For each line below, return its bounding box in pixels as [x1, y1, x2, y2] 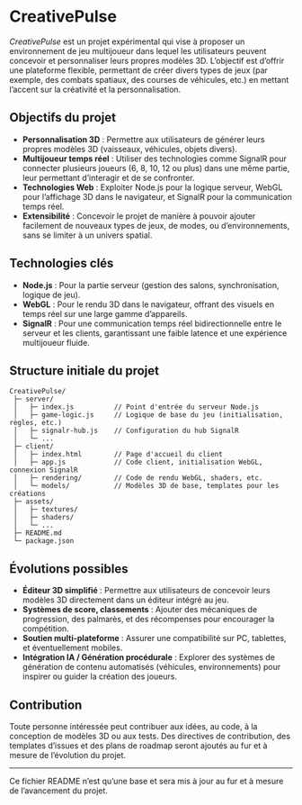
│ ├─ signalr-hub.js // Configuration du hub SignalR [13, 426, 240, 436]
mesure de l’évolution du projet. [9, 750, 127, 760]
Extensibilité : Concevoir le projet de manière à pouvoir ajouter [22, 210, 256, 222]
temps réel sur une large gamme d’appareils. [22, 308, 188, 319]
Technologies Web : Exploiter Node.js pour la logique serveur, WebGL [22, 182, 283, 193]
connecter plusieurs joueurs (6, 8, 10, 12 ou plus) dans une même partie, [22, 162, 290, 173]
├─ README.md [13, 529, 63, 538]
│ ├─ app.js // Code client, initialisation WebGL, [13, 457, 263, 467]
